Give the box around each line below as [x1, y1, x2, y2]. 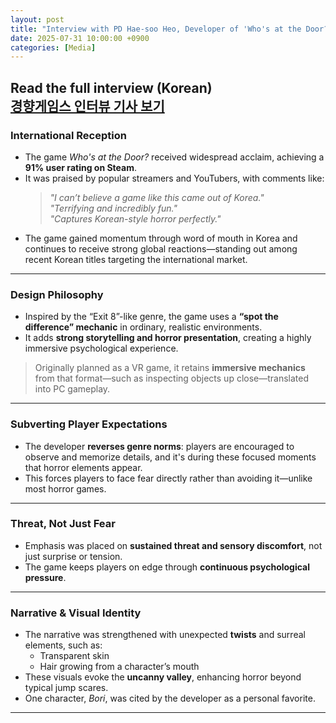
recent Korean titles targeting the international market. [24, 253, 248, 265]
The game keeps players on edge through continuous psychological [24, 561, 311, 573]
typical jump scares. [24, 682, 109, 694]
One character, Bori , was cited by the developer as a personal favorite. [24, 692, 316, 705]
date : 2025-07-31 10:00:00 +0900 [10, 33, 150, 43]
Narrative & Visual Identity [10, 606, 142, 620]
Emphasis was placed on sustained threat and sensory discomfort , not [24, 539, 323, 551]
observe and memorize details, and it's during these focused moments [24, 451, 317, 463]
